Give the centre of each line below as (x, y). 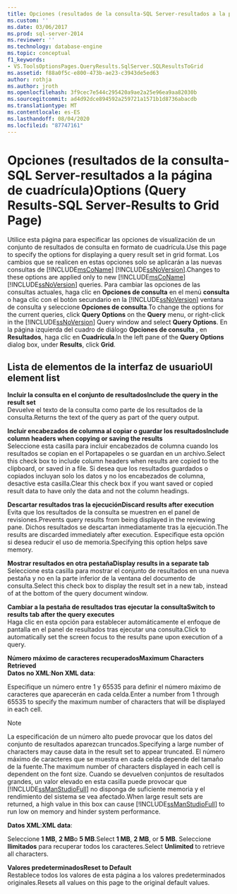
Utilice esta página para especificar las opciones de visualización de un (111, 240)
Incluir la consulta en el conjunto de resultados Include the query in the (113, 395)
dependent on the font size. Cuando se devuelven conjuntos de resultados (116, 774)
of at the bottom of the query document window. (78, 593)
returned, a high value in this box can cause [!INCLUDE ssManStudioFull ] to (116, 804)
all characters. (28, 854)
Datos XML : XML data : (40, 826)
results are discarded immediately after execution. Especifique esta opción (116, 535)
